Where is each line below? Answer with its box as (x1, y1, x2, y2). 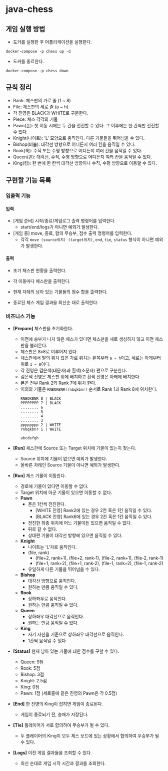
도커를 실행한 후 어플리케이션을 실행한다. (12, 39, 92, 45)
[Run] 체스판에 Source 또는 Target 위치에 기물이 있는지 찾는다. (12, 445, 136, 451)
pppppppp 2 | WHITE (20, 422, 61, 427)
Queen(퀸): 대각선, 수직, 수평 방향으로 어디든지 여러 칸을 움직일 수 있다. (12, 154, 152, 160)
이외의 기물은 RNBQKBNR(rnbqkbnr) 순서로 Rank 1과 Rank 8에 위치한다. (20, 386, 158, 392)
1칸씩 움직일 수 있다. (27, 637, 67, 643)
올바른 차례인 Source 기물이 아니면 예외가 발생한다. (20, 462, 120, 468)
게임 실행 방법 (5, 25, 45, 33)
